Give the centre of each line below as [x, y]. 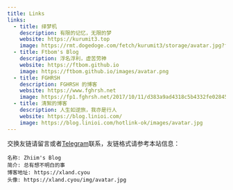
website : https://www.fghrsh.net [68, 91]
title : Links [26, 13]
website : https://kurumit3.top [65, 39]
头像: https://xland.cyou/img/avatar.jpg [67, 180]
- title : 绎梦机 [35, 26]
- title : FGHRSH [37, 78]
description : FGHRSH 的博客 [59, 84]
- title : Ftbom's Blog [46, 53]
